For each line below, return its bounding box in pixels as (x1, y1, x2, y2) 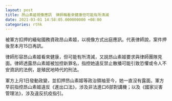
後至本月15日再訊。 (5, 43, 46, 49)
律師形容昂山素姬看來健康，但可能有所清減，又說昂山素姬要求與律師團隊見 (5, 54, 162, 60)
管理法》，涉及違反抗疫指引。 (5, 90, 66, 96)
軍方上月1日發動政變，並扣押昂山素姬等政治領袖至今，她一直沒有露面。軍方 (5, 77, 164, 84)
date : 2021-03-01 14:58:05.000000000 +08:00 (5, 17, 102, 22)
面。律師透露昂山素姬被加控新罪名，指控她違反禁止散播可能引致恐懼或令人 (5, 60, 162, 67)
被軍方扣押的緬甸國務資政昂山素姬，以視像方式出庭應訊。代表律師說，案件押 (5, 36, 167, 43)
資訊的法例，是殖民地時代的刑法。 (9, 67, 82, 73)
